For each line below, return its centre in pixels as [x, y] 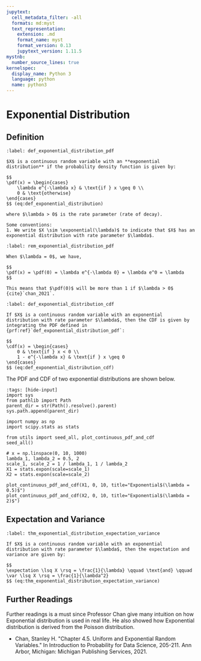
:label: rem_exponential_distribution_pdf [60, 246]
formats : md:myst [33, 23]
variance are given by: [36, 554]
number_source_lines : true [45, 62]
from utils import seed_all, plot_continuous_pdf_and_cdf [80, 437]
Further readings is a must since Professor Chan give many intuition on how [100, 614]
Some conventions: [29, 225]
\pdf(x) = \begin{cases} [37, 182]
